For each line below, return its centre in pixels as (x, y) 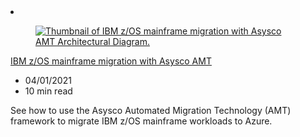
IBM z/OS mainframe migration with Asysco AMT (111, 61)
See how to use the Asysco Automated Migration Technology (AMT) (151, 110)
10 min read (48, 91)
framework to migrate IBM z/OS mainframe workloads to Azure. (141, 121)
